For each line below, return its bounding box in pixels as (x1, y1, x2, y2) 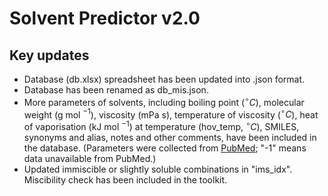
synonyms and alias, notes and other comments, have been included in (23, 131, 317, 143)
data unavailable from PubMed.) (23, 152, 157, 164)
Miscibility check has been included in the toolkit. (23, 173, 228, 186)
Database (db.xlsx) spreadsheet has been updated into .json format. (23, 73, 306, 85)
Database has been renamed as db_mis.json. (23, 84, 209, 96)
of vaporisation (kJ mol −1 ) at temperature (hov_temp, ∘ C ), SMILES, (23, 119, 300, 132)
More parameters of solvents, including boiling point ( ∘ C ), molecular (23, 95, 305, 108)
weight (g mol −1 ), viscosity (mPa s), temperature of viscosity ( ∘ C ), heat (23, 107, 319, 121)
